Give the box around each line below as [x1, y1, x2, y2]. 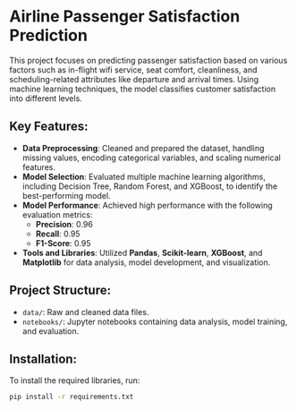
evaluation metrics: [21, 209, 93, 220]
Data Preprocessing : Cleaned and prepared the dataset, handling [21, 142, 265, 153]
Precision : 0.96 [35, 218, 94, 229]
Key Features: [9, 119, 89, 134]
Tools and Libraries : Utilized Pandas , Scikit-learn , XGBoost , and [21, 247, 263, 258]
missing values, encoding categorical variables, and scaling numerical [21, 152, 282, 163]
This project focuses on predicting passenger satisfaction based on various [9, 55, 288, 65]
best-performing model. [21, 190, 111, 201]
